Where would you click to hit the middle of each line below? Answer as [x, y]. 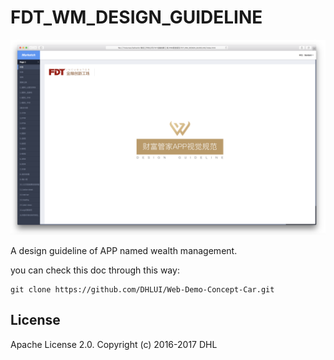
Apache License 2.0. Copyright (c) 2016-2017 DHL [114, 344]
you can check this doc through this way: [95, 270]
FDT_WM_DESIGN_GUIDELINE [136, 17]
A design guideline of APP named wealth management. [124, 250]
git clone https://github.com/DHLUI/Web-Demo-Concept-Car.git [142, 289]
